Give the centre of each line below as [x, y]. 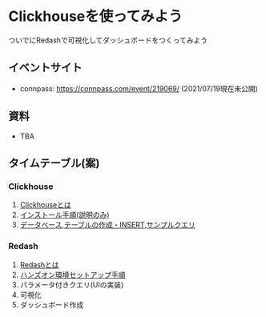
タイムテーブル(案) [54, 163]
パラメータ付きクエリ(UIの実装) [72, 284]
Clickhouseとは [45, 205]
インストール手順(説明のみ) [64, 215]
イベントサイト [45, 68]
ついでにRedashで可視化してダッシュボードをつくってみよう [108, 40]
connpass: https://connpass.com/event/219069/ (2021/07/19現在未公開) [139, 88]
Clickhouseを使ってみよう [95, 16]
